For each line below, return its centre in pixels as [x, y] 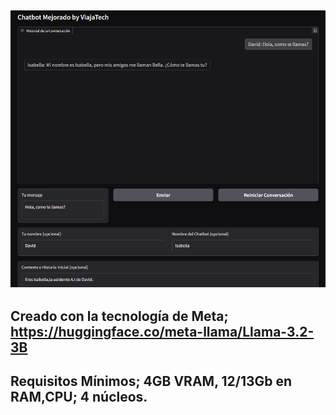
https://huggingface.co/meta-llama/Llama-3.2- [162, 332]
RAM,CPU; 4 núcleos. [79, 397]
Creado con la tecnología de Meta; [119, 316]
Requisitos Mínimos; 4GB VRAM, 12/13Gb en [151, 381]
